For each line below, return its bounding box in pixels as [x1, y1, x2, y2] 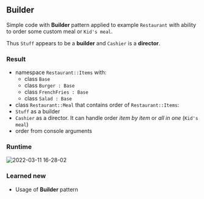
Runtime [6, 143, 32, 151]
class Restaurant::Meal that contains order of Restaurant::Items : [15, 101, 180, 109]
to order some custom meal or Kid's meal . [6, 28, 113, 35]
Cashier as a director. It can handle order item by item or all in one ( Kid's [15, 115, 199, 122]
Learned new [6, 171, 46, 180]
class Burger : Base [24, 82, 75, 89]
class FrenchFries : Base [24, 88, 89, 96]
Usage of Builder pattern [15, 186, 78, 193]
